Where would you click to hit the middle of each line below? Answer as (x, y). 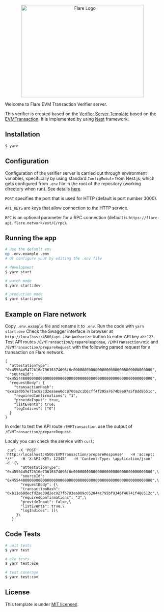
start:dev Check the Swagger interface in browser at (59, 331)
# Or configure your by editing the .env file (54, 258)
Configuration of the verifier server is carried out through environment (76, 173)
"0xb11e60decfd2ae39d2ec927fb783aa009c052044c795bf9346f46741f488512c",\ (82, 493)
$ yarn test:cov (22, 577)
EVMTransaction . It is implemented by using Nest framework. (67, 119)
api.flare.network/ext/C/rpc (35, 223)
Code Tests (23, 534)
